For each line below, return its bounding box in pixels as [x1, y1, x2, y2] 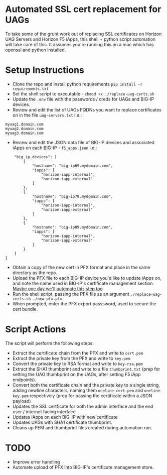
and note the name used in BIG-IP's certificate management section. [12, 280, 154, 286]
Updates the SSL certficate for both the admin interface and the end [12, 403, 153, 409]
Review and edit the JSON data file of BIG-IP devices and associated [12, 139, 154, 145]
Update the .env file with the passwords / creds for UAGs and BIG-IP [12, 96, 154, 102]
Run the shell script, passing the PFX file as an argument [12, 291, 129, 297]
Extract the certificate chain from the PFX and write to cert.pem [12, 350, 143, 356]
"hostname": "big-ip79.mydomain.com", [32, 194, 113, 199]
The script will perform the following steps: [5, 340, 94, 346]
